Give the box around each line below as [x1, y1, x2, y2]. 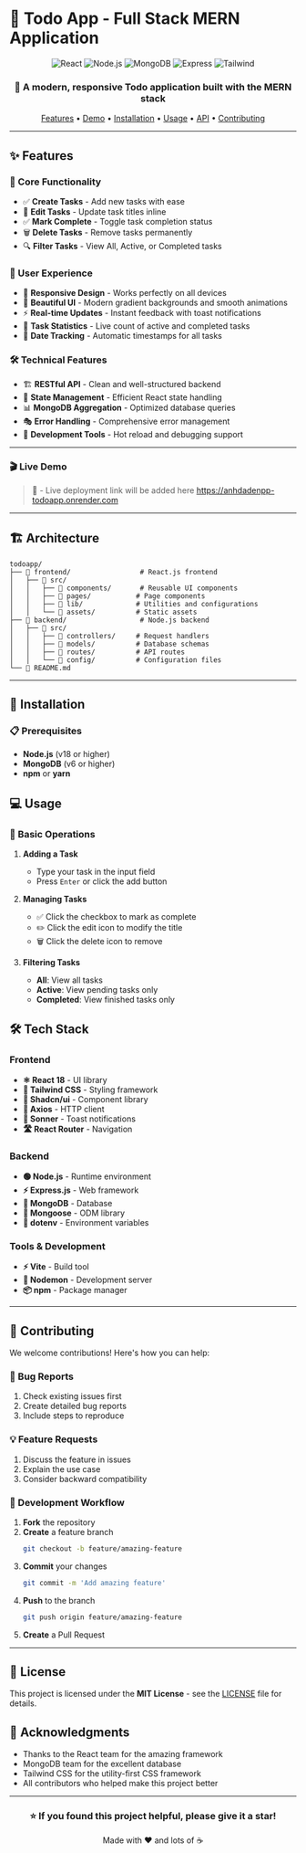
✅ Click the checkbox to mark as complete [36, 911, 197, 921]
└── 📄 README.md [9, 663, 71, 672]
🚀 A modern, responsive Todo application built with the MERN [14, 80, 292, 93]
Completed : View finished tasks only [36, 995, 176, 1005]
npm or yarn [22, 768, 71, 779]
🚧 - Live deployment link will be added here [31, 484, 195, 496]
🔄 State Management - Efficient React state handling [22, 392, 223, 403]
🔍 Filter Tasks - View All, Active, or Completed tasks [22, 240, 222, 251]
